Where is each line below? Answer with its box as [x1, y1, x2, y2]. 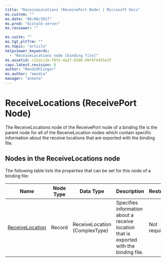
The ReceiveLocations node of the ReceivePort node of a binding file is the [5, 124, 158, 130]
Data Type [80, 188, 105, 195]
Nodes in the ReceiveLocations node [5, 155, 121, 163]
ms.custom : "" [5, 12, 35, 17]
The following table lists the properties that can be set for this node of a [5, 167, 151, 173]
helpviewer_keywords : [5, 48, 50, 53]
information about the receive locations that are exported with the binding [5, 135, 155, 141]
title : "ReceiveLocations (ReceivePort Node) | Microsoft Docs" [5, 7, 140, 12]
